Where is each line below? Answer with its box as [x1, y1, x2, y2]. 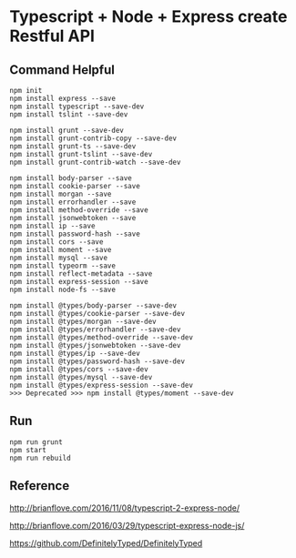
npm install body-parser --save [9, 174, 132, 183]
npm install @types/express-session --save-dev [9, 380, 194, 390]
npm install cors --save [9, 238, 104, 247]
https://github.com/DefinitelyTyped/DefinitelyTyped [9, 537, 203, 548]
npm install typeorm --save [9, 261, 117, 270]
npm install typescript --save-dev [9, 102, 145, 111]
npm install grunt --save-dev [9, 126, 125, 135]
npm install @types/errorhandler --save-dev [9, 325, 181, 334]
